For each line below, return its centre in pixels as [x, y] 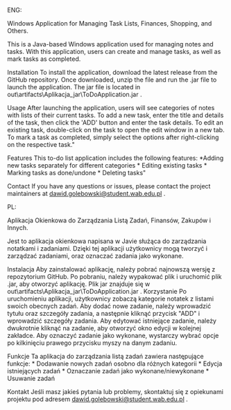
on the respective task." [41, 144]
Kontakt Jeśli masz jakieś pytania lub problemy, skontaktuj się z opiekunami [115, 392]
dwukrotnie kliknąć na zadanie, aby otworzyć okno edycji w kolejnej [104, 328]
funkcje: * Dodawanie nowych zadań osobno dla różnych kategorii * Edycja [115, 364]
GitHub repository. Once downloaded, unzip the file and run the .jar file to [112, 80]
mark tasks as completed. [44, 59]
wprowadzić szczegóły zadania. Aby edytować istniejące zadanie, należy [112, 321]
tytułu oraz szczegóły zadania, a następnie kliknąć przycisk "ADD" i [103, 313]
